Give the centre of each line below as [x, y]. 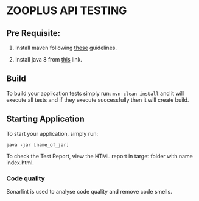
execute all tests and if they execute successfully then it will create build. [98, 100]
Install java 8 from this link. [48, 59]
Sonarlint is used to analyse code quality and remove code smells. [89, 191]
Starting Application [46, 119]
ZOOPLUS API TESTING [67, 11]
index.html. [20, 163]
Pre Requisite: [33, 33]
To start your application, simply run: [52, 133]
